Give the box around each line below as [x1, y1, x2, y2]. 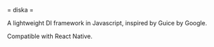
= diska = [7, 6, 34, 14]
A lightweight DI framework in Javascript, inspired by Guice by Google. [7, 19, 207, 27]
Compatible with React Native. [7, 32, 93, 40]
